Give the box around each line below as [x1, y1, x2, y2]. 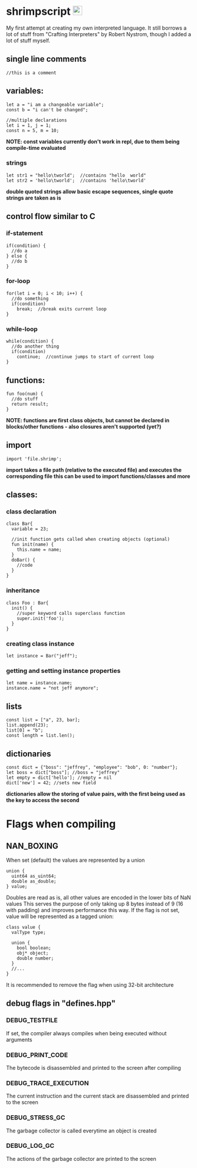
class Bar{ [6, 521, 33, 527]
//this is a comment [6, 70, 57, 76]
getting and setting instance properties [6, 666, 121, 675]
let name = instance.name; [6, 680, 73, 686]
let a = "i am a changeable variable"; [6, 101, 104, 108]
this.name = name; [17, 547, 62, 553]
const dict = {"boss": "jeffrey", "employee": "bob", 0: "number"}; [6, 764, 178, 770]
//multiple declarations [6, 117, 67, 123]
